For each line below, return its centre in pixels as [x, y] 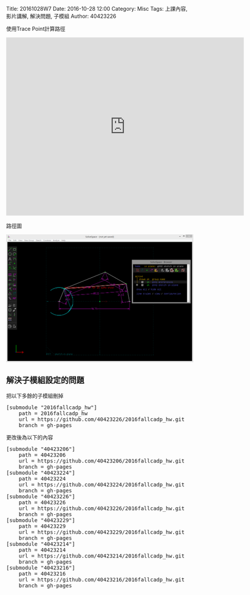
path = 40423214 [42, 550]
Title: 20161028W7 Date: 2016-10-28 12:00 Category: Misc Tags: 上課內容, [97, 9]
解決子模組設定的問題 [45, 380]
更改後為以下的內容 [30, 437]
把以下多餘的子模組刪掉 [35, 395]
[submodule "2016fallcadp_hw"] [52, 407]
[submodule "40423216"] [41, 568]
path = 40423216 [42, 574]
